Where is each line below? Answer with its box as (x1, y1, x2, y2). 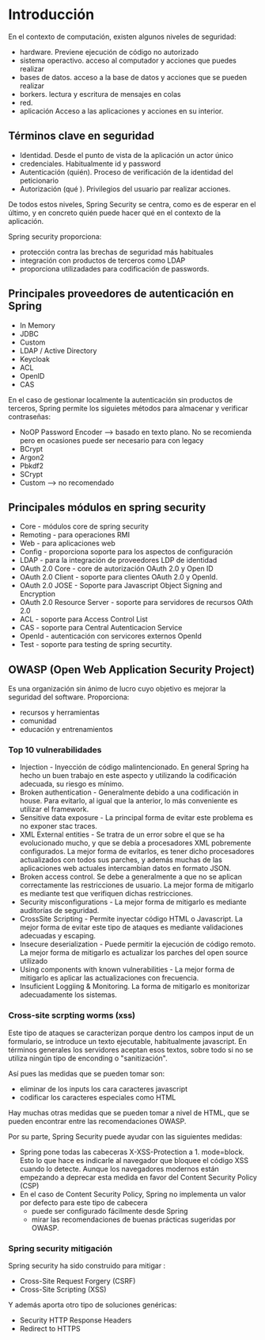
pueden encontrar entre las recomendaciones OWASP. (8, 1116, 187, 1126)
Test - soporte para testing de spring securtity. (19, 640, 172, 649)
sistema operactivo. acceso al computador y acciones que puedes (19, 56, 237, 65)
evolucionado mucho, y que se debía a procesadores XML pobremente (19, 838, 252, 848)
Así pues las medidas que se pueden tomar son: (8, 1069, 165, 1078)
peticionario (19, 175, 59, 185)
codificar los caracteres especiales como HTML (19, 1092, 176, 1102)
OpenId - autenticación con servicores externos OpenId (19, 631, 202, 641)
